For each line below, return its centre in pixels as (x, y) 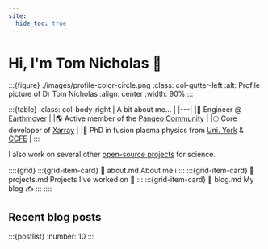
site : (17, 16)
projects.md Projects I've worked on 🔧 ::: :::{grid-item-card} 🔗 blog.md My (131, 180)
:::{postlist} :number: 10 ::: (51, 237)
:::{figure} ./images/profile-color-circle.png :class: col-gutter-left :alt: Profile (134, 85)
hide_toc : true (41, 23)
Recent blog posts (55, 217)
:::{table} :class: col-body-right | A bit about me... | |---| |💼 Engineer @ (125, 110)
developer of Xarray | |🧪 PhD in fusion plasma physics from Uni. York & (126, 131)
